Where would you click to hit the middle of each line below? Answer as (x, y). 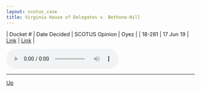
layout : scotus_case (32, 12)
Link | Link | (20, 40)
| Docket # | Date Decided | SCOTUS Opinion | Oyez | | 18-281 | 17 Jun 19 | (98, 34)
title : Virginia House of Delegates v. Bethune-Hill (73, 17)
